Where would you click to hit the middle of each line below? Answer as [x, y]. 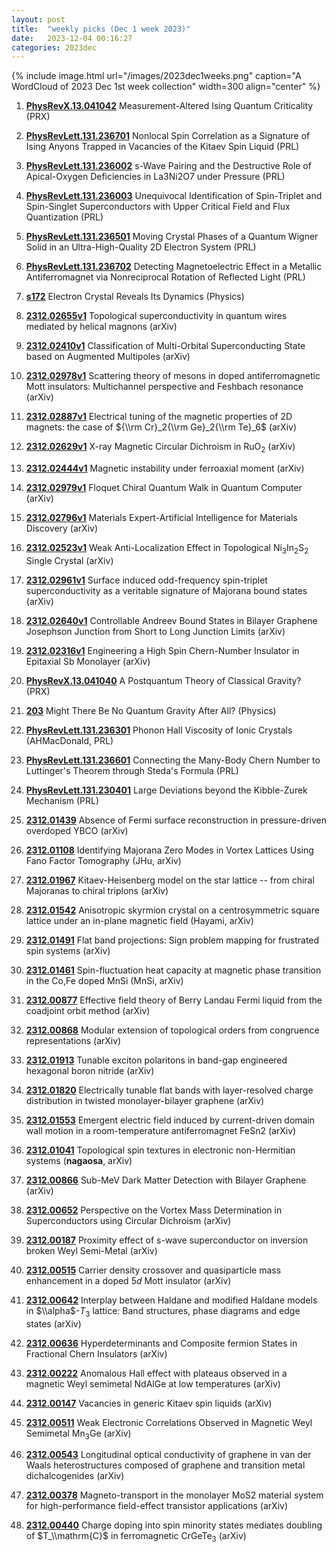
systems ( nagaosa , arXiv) [79, 1160]
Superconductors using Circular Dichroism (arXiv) [128, 1220]
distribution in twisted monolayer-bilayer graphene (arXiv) [145, 1100]
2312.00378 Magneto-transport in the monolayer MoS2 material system [174, 1495]
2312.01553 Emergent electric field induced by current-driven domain [170, 1120]
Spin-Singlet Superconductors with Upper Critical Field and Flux [158, 207]
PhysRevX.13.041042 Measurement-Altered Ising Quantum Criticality [169, 106]
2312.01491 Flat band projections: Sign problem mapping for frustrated [172, 940]
